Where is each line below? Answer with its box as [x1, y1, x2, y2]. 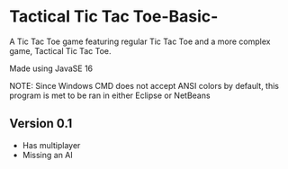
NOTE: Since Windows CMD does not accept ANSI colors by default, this [9, 80, 280, 91]
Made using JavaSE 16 [9, 63, 94, 74]
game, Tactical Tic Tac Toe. [9, 45, 112, 56]
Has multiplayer [22, 139, 81, 150]
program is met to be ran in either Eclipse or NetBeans [9, 90, 211, 101]
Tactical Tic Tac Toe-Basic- [9, 6, 219, 27]
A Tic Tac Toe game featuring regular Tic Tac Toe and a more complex [9, 36, 271, 47]
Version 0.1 [9, 116, 73, 131]
